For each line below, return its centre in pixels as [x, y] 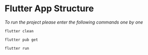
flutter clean [19, 31]
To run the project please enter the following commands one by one [74, 22]
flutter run [17, 48]
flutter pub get [21, 40]
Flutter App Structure [49, 9]
